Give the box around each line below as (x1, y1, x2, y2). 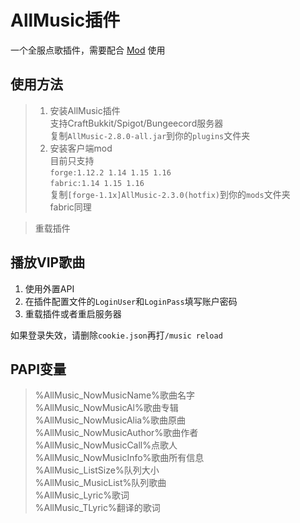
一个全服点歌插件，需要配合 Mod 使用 (10, 44, 166, 56)
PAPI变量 (10, 361, 67, 378)
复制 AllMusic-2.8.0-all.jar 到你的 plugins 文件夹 (49, 129, 251, 141)
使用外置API (24, 282, 75, 295)
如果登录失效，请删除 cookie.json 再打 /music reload (10, 329, 223, 341)
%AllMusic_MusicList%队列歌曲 (34, 477, 167, 489)
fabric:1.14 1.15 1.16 (49, 178, 145, 188)
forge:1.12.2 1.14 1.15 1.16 (49, 167, 172, 178)
